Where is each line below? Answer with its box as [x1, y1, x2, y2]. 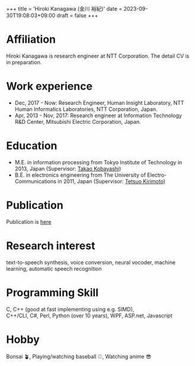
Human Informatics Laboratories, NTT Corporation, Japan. [14, 105, 158, 112]
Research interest [6, 239, 95, 252]
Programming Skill [6, 286, 99, 299]
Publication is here [6, 218, 52, 225]
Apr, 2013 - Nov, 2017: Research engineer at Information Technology [14, 112, 182, 119]
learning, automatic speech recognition [6, 265, 102, 272]
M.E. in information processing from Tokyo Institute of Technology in [14, 158, 183, 165]
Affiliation [6, 33, 56, 46]
